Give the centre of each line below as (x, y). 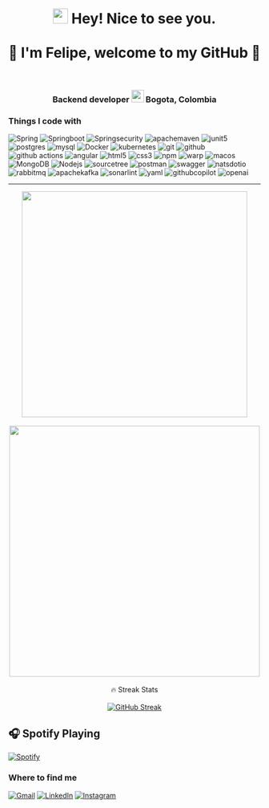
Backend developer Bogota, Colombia (134, 100)
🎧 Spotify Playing (54, 734)
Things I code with (45, 121)
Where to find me (43, 777)
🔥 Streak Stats (134, 690)
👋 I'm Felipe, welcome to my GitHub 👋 (134, 53)
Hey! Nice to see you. (144, 19)
